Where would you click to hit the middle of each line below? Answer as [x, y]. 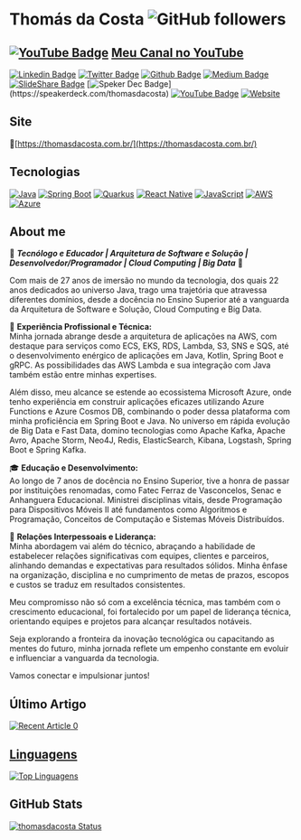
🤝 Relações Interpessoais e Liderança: [83, 537]
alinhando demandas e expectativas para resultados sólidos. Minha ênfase [148, 565]
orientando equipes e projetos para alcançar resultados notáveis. [131, 621]
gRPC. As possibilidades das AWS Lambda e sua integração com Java [140, 365]
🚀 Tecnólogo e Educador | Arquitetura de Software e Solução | [129, 254]
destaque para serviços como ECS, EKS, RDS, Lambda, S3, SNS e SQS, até [149, 346]
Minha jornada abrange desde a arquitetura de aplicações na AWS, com [143, 336]
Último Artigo [48, 704]
